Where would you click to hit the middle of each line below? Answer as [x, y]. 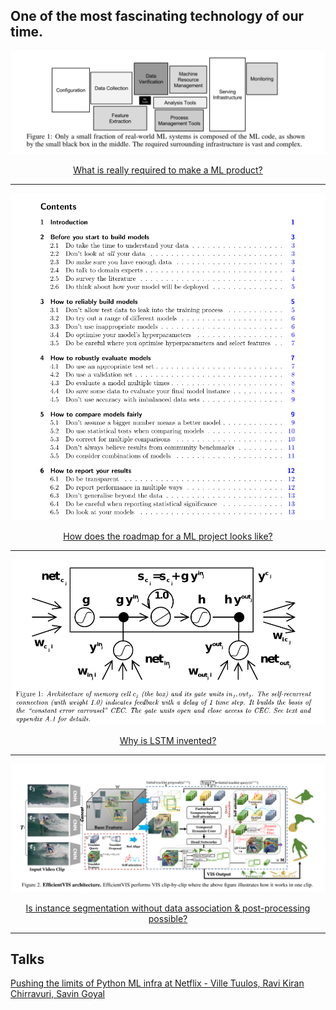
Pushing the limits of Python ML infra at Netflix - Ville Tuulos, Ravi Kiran [157, 983]
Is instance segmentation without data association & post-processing [168, 908]
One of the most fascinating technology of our [157, 16]
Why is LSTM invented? [168, 740]
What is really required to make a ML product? [168, 170]
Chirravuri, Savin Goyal [57, 994]
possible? [168, 918]
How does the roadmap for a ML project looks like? [168, 536]
